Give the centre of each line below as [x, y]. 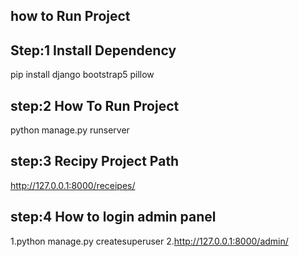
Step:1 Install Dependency [93, 50]
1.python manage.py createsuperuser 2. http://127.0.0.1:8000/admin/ [149, 241]
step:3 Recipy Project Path [95, 161]
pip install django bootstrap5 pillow [82, 75]
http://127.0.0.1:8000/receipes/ [73, 185]
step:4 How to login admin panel [113, 217]
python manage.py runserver [70, 130]
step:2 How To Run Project [95, 105]
